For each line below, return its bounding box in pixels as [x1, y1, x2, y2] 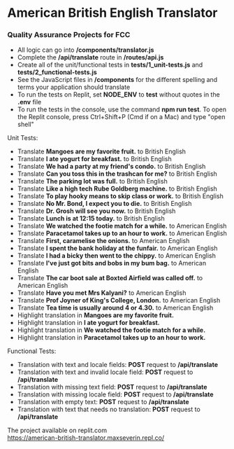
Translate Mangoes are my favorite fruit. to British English [17, 147, 187, 156]
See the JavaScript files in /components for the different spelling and [17, 76, 218, 84]
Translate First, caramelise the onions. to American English [17, 237, 190, 245]
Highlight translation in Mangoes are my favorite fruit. [17, 311, 175, 319]
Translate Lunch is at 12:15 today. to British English [17, 214, 166, 223]
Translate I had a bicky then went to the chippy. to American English [17, 251, 217, 260]
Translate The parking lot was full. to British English [17, 177, 168, 186]
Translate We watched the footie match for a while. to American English [17, 222, 227, 230]
